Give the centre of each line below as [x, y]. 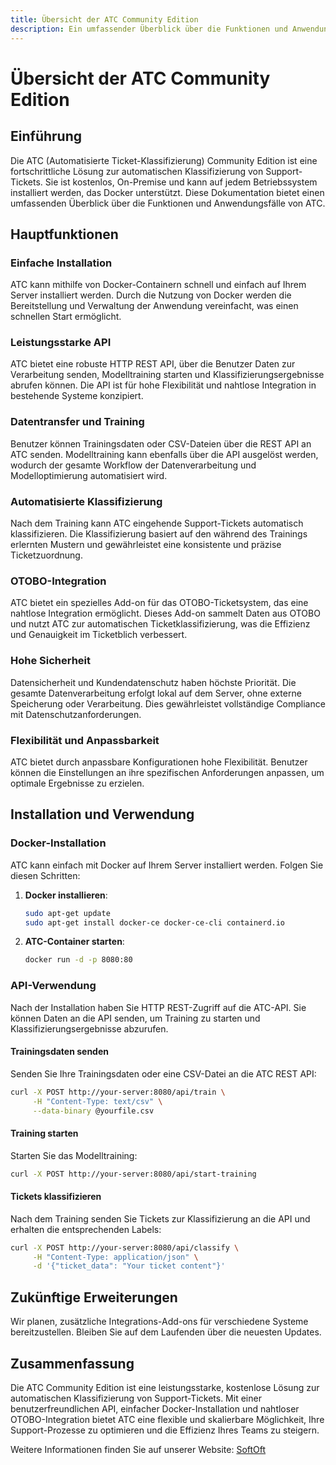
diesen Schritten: [45, 875]
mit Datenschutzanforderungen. [76, 714]
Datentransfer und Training [77, 422]
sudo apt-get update [67, 913]
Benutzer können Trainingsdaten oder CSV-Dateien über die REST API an [161, 443]
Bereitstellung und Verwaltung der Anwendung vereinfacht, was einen [154, 306]
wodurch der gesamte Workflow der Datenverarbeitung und [133, 465]
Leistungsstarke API [61, 343]
